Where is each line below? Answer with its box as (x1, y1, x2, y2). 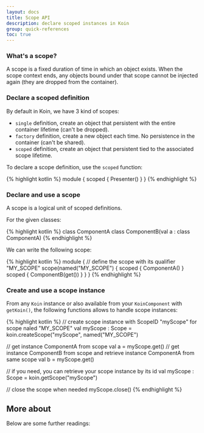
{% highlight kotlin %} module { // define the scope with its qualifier (6, 258, 175, 266)
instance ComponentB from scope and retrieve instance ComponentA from (6, 350, 195, 357)
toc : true (6, 32, 32, 38)
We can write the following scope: (6, 246, 92, 253)
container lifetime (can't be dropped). (15, 125, 110, 133)
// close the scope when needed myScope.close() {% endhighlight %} (6, 386, 183, 393)
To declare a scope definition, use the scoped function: (6, 163, 143, 171)
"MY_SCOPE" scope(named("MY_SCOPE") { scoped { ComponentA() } (6, 264, 185, 272)
